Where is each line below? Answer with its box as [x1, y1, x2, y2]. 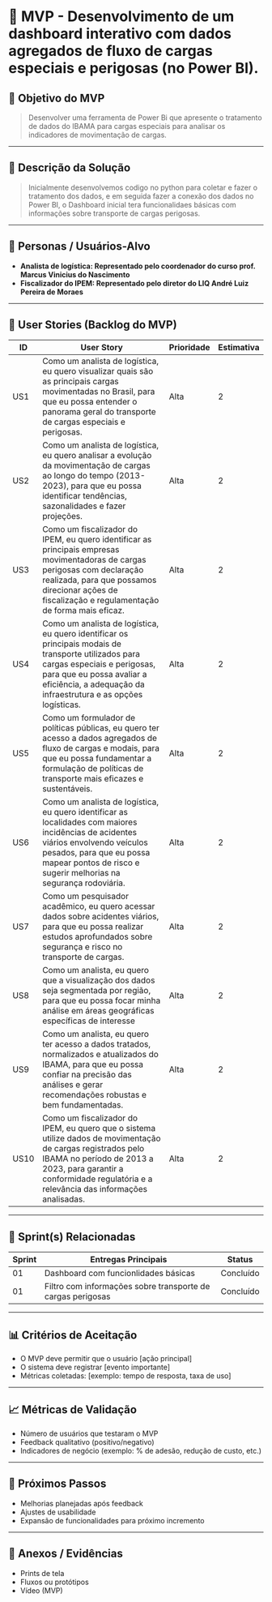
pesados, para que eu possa [41, 847, 151, 859]
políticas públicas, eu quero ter [41, 722, 160, 734]
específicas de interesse [41, 1015, 136, 1026]
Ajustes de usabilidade [19, 1507, 96, 1517]
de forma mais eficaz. [41, 605, 125, 616]
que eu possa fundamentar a [41, 753, 152, 765]
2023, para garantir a [41, 1163, 124, 1175]
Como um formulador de [41, 713, 136, 724]
